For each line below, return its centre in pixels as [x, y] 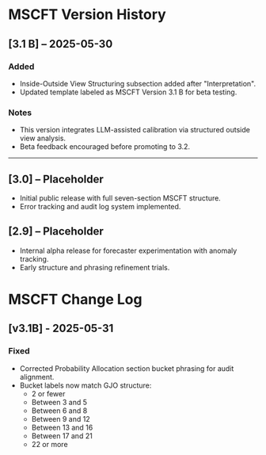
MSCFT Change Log [75, 299]
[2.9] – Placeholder [56, 231]
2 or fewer [48, 393]
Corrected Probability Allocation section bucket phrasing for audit [127, 368]
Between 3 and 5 [59, 402]
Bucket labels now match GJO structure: [85, 385]
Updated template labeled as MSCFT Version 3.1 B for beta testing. [128, 92]
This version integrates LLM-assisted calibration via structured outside [135, 130]
